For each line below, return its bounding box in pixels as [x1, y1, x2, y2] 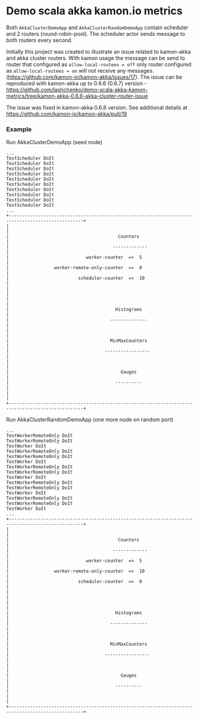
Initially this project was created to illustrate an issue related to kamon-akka [6, 48, 191, 55]
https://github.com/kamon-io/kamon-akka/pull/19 [6, 110, 127, 117]
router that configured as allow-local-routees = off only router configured [6, 61, 192, 68]
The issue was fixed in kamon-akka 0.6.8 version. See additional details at [6, 104, 188, 111]
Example [6, 125, 32, 133]
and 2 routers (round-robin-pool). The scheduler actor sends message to [6, 30, 186, 37]
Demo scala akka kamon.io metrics [6, 4, 183, 18]
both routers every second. [6, 36, 73, 43]
